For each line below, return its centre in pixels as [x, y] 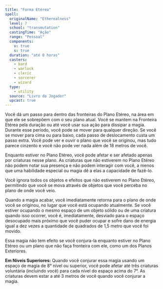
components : [22, 42]
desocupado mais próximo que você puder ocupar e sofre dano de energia [81, 221]
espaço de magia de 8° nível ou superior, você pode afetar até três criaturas [82, 266]
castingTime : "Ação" [30, 32]
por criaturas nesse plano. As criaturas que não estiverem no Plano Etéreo [80, 160]
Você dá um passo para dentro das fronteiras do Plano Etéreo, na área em [80, 114]
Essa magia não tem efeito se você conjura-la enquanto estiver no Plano [78, 241]
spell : [12, 14]
